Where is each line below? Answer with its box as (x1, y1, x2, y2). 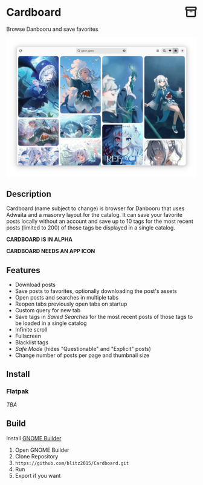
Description (6, 188, 51, 199)
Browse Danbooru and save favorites (6, 25, 98, 33)
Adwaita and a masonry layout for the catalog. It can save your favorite (6, 211, 183, 219)
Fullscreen (14, 332, 41, 340)
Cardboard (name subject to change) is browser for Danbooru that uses (6, 205, 185, 212)
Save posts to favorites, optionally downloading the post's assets (14, 287, 177, 295)
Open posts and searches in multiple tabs (14, 294, 119, 301)
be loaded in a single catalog (14, 320, 87, 327)
